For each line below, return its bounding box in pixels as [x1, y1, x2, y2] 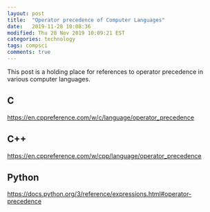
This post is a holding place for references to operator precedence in [7, 67, 204, 76]
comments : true [7, 49, 51, 56]
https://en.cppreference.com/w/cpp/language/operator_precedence [7, 151, 202, 160]
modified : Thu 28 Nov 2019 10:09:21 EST [7, 29, 126, 37]
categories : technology [7, 36, 76, 43]
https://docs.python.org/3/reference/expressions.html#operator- [7, 190, 192, 198]
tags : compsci [7, 42, 48, 49]
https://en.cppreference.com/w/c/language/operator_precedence [7, 113, 195, 122]
